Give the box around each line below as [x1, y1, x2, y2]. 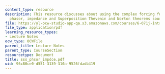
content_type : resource [5, 7, 54, 12]
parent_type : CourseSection [5, 48, 63, 53]
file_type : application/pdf [5, 25, 63, 30]
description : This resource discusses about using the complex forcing [5, 12, 155, 17]
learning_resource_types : [5, 30, 58, 35]
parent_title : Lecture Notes [5, 43, 65, 48]
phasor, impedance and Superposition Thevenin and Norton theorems [9, 16, 151, 21]
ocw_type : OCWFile [5, 39, 43, 44]
